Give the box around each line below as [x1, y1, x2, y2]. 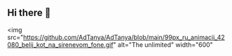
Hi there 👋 [7, 7, 51, 19]
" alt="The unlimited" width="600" [113, 40, 214, 49]
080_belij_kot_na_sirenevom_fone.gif [7, 40, 114, 49]
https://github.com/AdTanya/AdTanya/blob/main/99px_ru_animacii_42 [23, 33, 226, 41]
